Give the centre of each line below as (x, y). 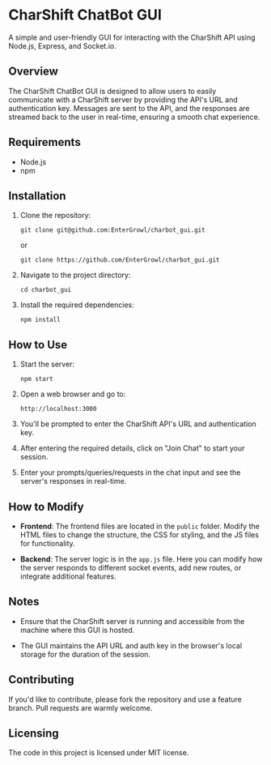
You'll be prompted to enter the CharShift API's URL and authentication (138, 424)
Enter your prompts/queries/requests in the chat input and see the (130, 472)
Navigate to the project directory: (75, 275)
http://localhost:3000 (58, 409)
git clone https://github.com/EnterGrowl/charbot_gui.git (120, 260)
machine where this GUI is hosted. (77, 630)
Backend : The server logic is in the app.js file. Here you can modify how (141, 559)
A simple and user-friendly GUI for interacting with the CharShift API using (132, 37)
